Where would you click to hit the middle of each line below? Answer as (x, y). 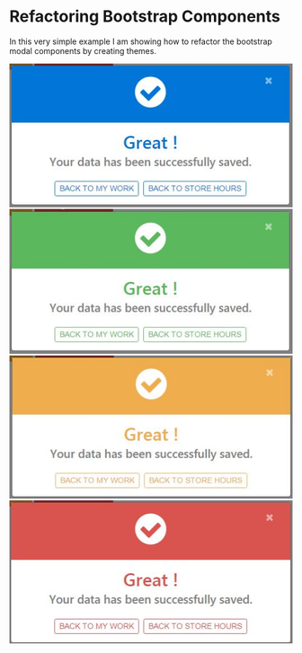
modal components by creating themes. (83, 50)
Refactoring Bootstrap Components (145, 17)
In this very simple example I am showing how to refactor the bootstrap (141, 41)
